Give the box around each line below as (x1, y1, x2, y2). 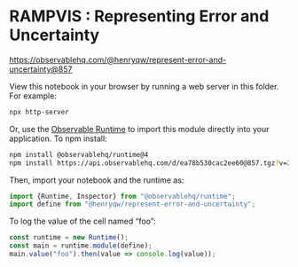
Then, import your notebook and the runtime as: (9, 175, 184, 185)
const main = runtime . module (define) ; (9, 241, 153, 250)
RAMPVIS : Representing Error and (9, 6, 270, 27)
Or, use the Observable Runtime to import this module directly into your (9, 123, 270, 134)
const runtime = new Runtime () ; (9, 233, 129, 242)
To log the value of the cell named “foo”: (9, 216, 157, 227)
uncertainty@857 (9, 64, 73, 75)
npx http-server (9, 107, 69, 116)
